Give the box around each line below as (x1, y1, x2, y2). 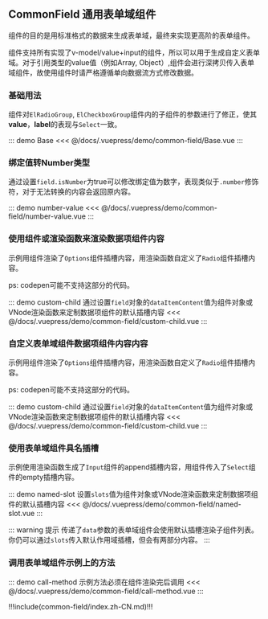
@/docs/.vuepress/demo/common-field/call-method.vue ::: (8, 586, 204, 596)
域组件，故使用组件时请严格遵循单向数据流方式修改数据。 (8, 68, 198, 77)
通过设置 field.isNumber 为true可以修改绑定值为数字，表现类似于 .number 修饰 (8, 177, 259, 187)
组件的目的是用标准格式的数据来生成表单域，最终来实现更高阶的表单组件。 (8, 31, 254, 40)
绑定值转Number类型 (8, 158, 91, 169)
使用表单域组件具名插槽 (8, 442, 99, 453)
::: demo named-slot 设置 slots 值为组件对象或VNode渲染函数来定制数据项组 (8, 490, 258, 499)
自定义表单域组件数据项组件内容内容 (8, 338, 148, 349)
